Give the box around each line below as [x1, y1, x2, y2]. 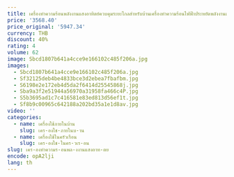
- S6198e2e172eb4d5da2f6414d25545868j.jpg [13, 82, 139, 88]
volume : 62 [7, 49, 39, 56]
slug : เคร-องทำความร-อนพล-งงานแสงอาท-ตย [7, 146, 109, 153]
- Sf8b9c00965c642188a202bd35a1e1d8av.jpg [13, 101, 139, 108]
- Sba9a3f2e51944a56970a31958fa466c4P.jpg [13, 88, 139, 95]
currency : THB [7, 29, 49, 37]
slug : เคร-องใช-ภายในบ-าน [19, 127, 85, 134]
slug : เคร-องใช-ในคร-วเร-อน [19, 140, 90, 147]
